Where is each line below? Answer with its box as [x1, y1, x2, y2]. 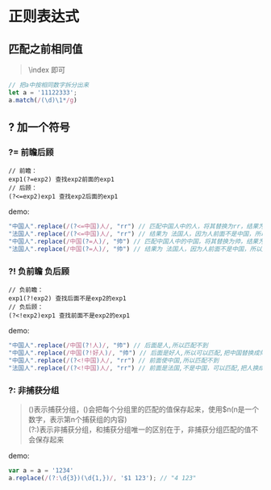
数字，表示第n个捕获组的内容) [27, 414, 127, 424]
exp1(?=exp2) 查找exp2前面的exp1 [8, 175, 115, 184]
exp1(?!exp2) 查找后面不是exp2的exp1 [8, 295, 127, 303]
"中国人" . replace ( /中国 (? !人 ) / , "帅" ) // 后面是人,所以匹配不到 [8, 341, 208, 350]
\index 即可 [27, 65, 66, 74]
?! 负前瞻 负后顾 [8, 266, 70, 277]
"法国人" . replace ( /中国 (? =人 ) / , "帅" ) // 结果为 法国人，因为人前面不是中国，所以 [8, 245, 262, 253]
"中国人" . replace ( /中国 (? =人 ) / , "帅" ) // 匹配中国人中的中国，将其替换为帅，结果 [8, 237, 259, 246]
